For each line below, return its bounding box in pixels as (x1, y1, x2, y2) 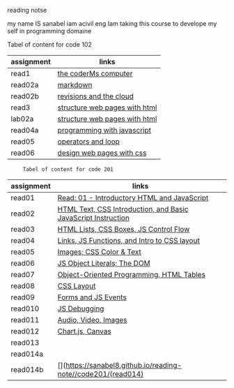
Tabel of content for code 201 (22, 166, 114, 173)
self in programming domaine (7, 27, 92, 35)
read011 (10, 315, 40, 324)
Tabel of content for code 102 (7, 40, 93, 48)
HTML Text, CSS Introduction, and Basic (57, 204, 189, 214)
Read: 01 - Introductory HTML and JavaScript (57, 193, 209, 202)
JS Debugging (57, 304, 104, 313)
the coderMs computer (57, 69, 133, 78)
